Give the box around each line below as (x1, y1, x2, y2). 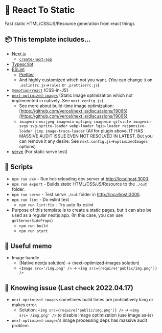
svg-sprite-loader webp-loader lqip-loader (30, 123, 120, 129)
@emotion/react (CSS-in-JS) (11, 87, 69, 93)
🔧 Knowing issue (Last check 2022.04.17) (4, 284, 134, 292)
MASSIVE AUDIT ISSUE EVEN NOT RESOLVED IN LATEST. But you (19, 133, 153, 139)
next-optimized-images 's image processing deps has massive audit (11, 317, 147, 323)
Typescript (11, 61, 34, 67)
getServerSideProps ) (11, 217, 53, 223)
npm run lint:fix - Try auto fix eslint (19, 201, 94, 207)
